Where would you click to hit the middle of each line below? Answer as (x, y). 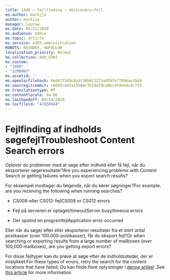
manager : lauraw (22, 24)
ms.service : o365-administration (41, 43)
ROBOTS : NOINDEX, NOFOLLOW (34, 48)
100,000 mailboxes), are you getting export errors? (58, 247)
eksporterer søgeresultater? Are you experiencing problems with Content (81, 170)
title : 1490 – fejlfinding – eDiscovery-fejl (54, 10)
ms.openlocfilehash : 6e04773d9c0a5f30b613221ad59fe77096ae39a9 (74, 81)
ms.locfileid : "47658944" (32, 104)
